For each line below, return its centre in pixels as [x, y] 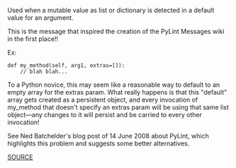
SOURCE [20, 157]
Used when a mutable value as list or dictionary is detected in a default [111, 10]
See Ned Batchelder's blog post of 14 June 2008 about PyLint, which [108, 136]
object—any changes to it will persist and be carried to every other [105, 115]
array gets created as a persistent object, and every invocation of [103, 100]
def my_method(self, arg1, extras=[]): [66, 66]
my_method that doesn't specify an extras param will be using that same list [118, 107]
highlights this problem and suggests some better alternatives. [99, 143]
